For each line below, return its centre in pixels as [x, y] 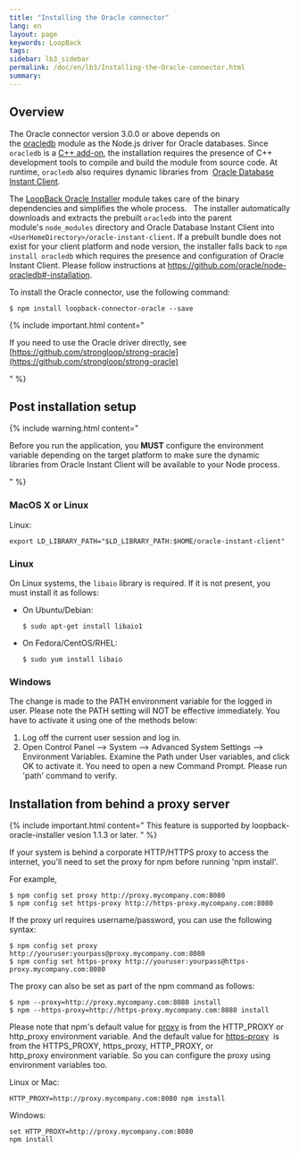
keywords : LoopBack [46, 43]
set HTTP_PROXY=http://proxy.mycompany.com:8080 [101, 1132]
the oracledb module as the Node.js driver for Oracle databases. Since [139, 143]
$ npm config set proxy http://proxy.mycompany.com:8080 [117, 896]
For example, [33, 879]
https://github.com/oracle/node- [227, 265]
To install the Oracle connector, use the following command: [120, 292]
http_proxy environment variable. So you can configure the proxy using [140, 1055]
